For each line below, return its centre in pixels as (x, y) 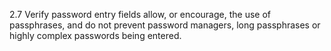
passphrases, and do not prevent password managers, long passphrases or (165, 25)
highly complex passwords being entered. (95, 35)
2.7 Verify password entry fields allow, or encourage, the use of (140, 14)
